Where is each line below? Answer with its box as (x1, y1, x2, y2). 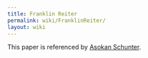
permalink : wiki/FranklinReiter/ (7, 17, 106, 24)
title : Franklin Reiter (7, 10, 78, 18)
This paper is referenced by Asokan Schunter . (7, 43, 142, 52)
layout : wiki (7, 23, 46, 30)
